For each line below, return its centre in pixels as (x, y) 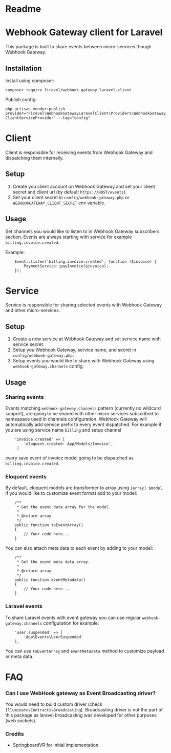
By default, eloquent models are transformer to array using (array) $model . (84, 488)
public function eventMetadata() (50, 580)
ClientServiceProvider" (31, 118)
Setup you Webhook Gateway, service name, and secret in (74, 350)
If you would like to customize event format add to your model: (71, 493)
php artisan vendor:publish (35, 109)
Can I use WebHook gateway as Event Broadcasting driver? (81, 693)
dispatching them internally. (35, 158)
